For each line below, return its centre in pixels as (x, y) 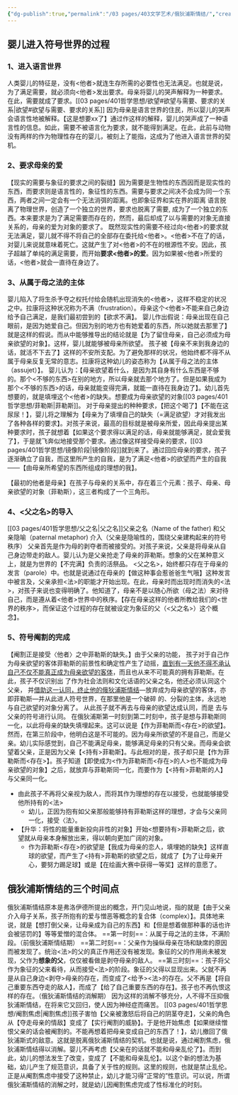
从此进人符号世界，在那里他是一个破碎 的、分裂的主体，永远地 (135, 698)
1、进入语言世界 (34, 66)
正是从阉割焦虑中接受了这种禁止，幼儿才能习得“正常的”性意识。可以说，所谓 (119, 1076)
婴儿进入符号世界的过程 (58, 44)
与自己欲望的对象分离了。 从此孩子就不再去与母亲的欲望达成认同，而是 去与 (118, 708)
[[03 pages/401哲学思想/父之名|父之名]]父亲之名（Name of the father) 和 (113, 529)
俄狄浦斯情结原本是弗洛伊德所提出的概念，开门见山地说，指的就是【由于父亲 (119, 907)
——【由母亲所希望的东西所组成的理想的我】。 (74, 467)
